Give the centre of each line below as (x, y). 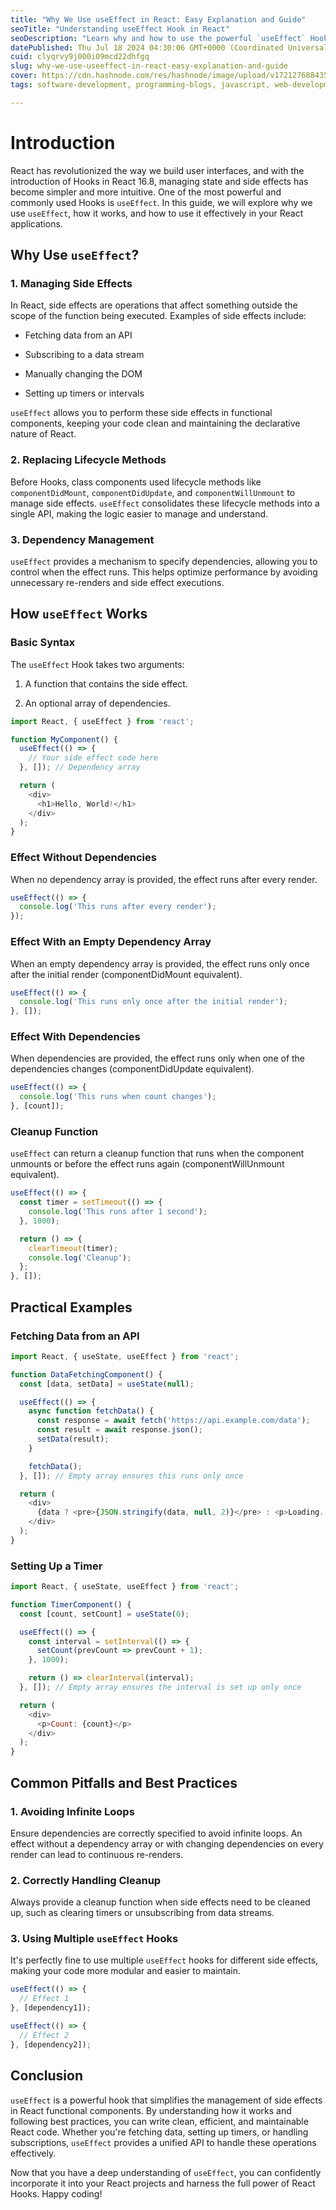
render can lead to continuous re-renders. (97, 1854)
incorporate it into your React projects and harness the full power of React (163, 2183)
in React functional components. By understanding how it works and (151, 2110)
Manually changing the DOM (83, 374)
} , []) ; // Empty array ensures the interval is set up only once (160, 1687)
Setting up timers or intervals (84, 393)
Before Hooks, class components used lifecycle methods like (136, 482)
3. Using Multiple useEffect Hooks (94, 1939)
